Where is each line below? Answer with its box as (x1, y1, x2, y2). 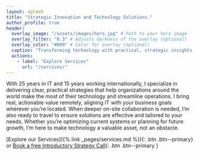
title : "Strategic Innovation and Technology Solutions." (6, 14, 153, 20)
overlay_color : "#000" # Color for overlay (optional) (11, 42, 150, 48)
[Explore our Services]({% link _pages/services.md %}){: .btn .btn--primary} (6, 136, 194, 143)
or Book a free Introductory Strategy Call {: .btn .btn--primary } (6, 142, 159, 149)
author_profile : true (6, 20, 60, 26)
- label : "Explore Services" (17, 58, 89, 64)
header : (6, 25, 26, 31)
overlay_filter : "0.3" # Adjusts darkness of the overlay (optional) (11, 36, 187, 42)
